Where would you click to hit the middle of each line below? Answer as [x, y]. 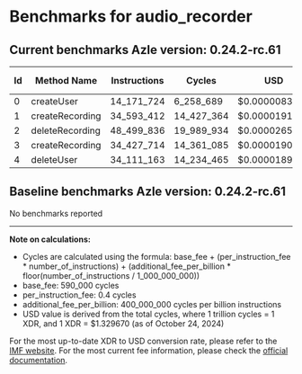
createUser [55, 101]
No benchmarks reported [56, 213]
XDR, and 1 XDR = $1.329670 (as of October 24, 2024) [123, 323]
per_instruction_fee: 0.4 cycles [79, 295]
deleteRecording [66, 130]
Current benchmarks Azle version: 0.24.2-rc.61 [145, 50]
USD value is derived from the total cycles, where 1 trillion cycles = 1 [148, 314]
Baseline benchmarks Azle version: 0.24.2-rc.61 [147, 192]
